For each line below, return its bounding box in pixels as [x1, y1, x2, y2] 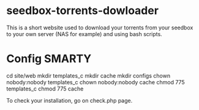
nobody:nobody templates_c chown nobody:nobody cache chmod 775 [6, 78, 185, 86]
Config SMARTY [6, 52, 92, 66]
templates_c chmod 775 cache [6, 85, 84, 92]
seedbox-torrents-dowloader [6, 4, 159, 18]
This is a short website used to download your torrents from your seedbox [6, 24, 193, 31]
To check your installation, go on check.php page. [6, 97, 133, 104]
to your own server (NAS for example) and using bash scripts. [6, 30, 162, 37]
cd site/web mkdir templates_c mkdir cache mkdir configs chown [6, 71, 170, 79]
